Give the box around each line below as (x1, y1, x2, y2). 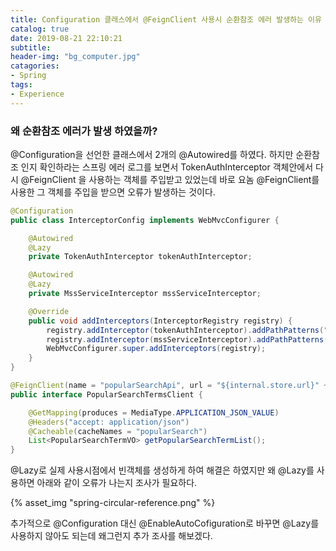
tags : (10, 80, 33, 90)
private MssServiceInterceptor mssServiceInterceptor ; (28, 289, 262, 299)
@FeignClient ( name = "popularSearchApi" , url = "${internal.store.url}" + (10, 381, 329, 391)
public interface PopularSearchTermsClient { (10, 389, 203, 400)
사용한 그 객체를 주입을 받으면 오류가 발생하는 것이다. (10, 186, 216, 198)
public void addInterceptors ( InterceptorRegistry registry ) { (28, 316, 293, 326)
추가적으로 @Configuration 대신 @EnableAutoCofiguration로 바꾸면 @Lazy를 (10, 517, 320, 530)
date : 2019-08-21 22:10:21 (10, 33, 123, 43)
